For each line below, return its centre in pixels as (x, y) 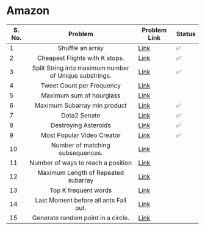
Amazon (28, 11)
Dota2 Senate (81, 115)
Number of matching (81, 145)
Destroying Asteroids (81, 125)
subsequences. (81, 152)
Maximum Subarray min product (81, 105)
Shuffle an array (81, 48)
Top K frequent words (81, 190)
